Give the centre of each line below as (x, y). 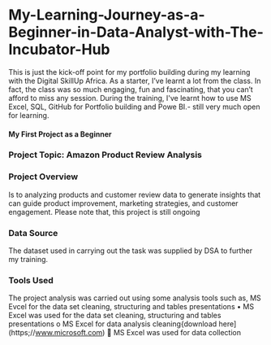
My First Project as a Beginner (60, 134)
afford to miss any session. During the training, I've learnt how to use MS (130, 98)
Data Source (33, 233)
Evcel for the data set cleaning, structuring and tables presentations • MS (131, 307)
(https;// (22, 333)
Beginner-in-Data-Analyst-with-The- (136, 32)
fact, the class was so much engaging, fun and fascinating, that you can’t (131, 89)
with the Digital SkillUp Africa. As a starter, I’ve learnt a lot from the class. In (135, 81)
